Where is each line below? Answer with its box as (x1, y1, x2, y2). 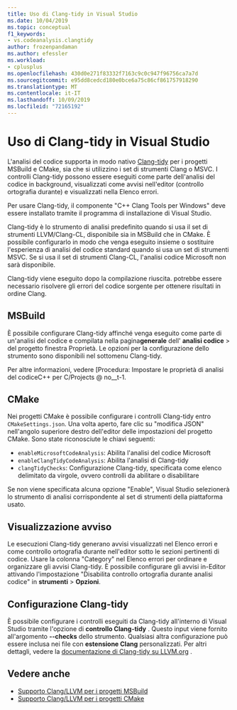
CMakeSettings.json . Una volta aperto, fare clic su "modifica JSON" (7, 420, 204, 428)
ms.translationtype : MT (7, 83, 78, 90)
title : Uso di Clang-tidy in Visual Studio (7, 10, 138, 18)
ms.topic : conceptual (7, 23, 72, 31)
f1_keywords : (7, 30, 46, 38)
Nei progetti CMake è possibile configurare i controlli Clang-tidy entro (7, 412, 211, 420)
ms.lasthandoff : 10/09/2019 (7, 97, 91, 104)
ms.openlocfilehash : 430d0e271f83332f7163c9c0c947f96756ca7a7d (7, 70, 199, 77)
